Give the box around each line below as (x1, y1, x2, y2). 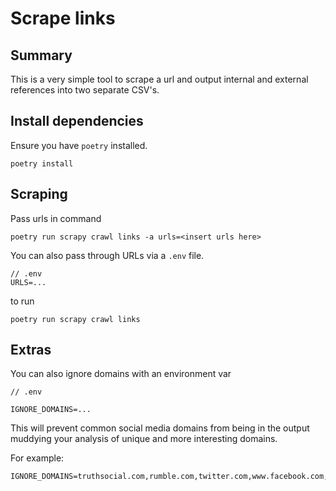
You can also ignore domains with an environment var (10, 368, 232, 380)
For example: (10, 452, 65, 464)
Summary (10, 47, 73, 64)
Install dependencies (10, 113, 144, 130)
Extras (10, 342, 52, 359)
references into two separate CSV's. (10, 84, 160, 96)
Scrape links (10, 7, 116, 30)
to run (10, 295, 35, 307)
